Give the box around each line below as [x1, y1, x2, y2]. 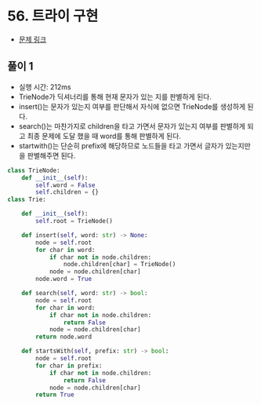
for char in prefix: [35, 362, 103, 370]
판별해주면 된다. [27, 151, 76, 160]
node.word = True [35, 275, 92, 283]
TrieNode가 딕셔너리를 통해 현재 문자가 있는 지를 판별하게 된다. [18, 92, 212, 101]
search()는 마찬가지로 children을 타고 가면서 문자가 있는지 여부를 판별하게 [18, 121, 246, 130]
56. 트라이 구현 [7, 7, 99, 25]
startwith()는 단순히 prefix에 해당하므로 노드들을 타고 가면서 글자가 [18, 140, 224, 150]
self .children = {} [35, 188, 100, 196]
